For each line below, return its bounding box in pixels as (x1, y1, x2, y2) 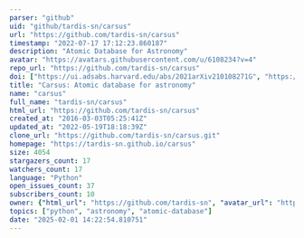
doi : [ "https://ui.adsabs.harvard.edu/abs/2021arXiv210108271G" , (9, 72, 261, 81)
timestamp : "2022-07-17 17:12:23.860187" (9, 38, 168, 48)
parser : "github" (9, 13, 75, 23)
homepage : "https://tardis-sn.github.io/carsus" (9, 139, 196, 148)
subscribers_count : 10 (9, 190, 95, 199)
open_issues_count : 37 (9, 182, 95, 191)
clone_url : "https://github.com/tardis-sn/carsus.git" (9, 131, 221, 140)
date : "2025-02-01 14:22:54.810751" (9, 214, 147, 224)
